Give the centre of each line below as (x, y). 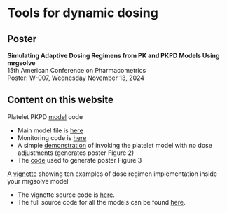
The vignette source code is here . (66, 195)
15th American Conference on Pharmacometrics (77, 70)
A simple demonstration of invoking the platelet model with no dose (115, 145)
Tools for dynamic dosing (83, 13)
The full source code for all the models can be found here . (101, 202)
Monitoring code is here (52, 137)
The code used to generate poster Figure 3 (80, 160)
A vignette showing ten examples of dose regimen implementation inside (112, 174)
